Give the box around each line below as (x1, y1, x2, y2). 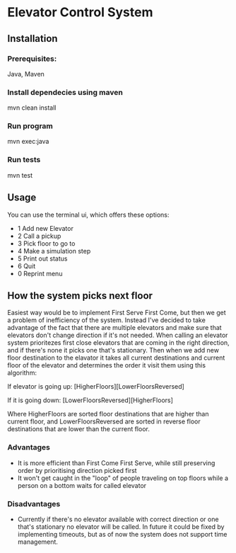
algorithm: (7, 369, 37, 377)
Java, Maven (7, 69, 45, 78)
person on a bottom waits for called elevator (17, 481, 147, 489)
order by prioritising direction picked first (17, 466, 137, 474)
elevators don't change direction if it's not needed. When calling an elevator (7, 331, 228, 340)
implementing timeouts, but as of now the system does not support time (17, 530, 228, 538)
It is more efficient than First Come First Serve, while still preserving (17, 458, 216, 467)
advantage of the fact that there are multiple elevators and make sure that (7, 324, 222, 332)
